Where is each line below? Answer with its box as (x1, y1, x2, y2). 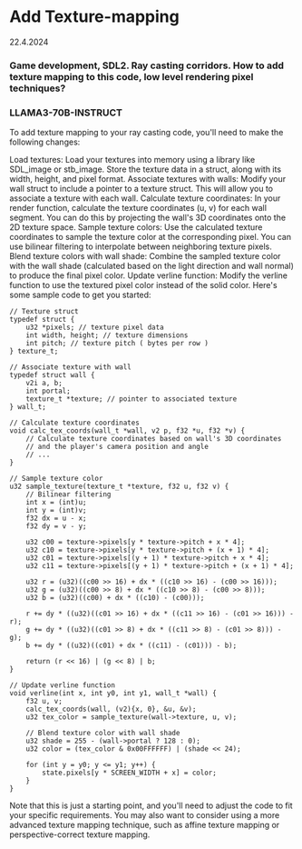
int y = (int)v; (25, 506, 88, 515)
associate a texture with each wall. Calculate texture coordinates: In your (9, 193, 281, 204)
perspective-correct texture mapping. (9, 829, 151, 840)
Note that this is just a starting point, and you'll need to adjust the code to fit (9, 800, 293, 811)
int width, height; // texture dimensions (25, 331, 189, 340)
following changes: (9, 136, 81, 147)
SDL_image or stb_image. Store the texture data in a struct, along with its (9, 164, 282, 175)
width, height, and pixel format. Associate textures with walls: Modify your (9, 174, 287, 185)
